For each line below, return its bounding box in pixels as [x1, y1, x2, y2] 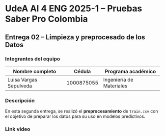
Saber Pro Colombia [5, 13, 88, 25]
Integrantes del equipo [5, 55, 60, 62]
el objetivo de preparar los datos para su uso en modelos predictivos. [5, 113, 146, 119]
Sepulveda [7, 82, 32, 89]
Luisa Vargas [7, 76, 38, 83]
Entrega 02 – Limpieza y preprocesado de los [5, 33, 145, 41]
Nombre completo [13, 68, 56, 75]
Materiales [103, 82, 128, 89]
